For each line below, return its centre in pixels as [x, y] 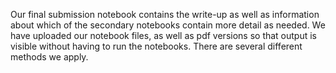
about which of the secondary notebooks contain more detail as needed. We [168, 25]
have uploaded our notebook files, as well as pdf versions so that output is [164, 35]
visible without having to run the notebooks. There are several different [156, 46]
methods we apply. [49, 57]
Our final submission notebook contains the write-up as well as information [165, 14]
